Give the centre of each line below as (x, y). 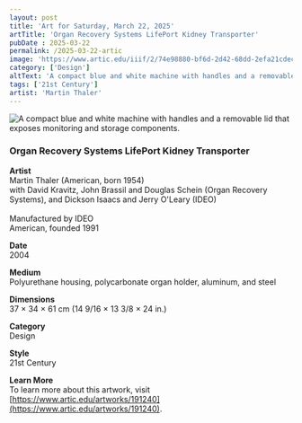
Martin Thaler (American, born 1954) (77, 180)
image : (22, 59)
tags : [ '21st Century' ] (54, 84)
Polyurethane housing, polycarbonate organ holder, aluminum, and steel (143, 282)
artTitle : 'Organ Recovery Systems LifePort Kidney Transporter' (134, 34)
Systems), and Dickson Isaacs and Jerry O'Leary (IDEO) (113, 199)
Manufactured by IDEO (52, 218)
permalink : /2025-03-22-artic (66, 51)
